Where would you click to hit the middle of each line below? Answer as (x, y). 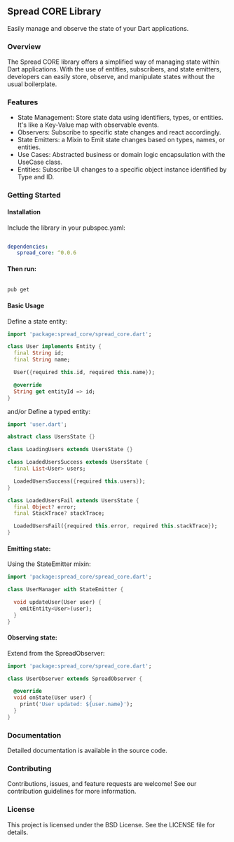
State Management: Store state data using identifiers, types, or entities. (120, 118)
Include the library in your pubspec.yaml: (67, 228)
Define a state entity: (37, 321)
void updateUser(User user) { (57, 602)
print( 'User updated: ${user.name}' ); (76, 704)
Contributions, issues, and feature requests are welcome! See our (102, 784)
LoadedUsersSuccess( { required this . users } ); (80, 481)
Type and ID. (36, 177)
